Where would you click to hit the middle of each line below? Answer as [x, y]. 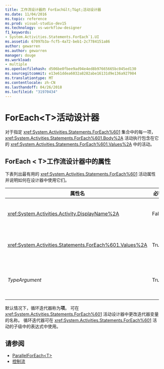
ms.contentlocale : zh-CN [30, 82]
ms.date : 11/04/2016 [26, 14]
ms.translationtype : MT [29, 78]
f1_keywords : [18, 32]
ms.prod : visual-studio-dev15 [36, 23]
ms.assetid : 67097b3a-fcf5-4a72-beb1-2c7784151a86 [58, 42]
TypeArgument [24, 280]
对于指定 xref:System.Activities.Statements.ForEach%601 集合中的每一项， [81, 132]
